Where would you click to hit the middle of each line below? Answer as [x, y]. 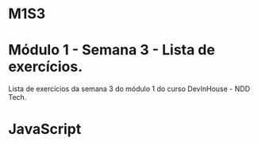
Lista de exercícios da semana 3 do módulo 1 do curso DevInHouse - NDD [129, 89]
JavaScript [45, 130]
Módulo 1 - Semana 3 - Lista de [112, 50]
